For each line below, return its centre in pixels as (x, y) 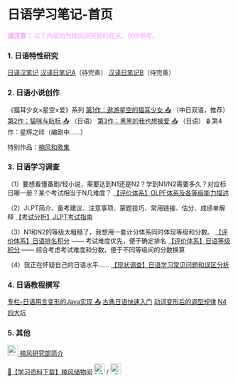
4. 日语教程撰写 (34, 285)
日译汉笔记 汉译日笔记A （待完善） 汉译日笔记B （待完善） (91, 72)
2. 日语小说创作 (34, 93)
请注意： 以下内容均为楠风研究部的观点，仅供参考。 (83, 36)
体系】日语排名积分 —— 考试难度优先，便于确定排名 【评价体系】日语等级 (122, 241)
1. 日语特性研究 (33, 55)
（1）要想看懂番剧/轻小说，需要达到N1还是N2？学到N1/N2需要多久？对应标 (117, 184)
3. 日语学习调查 (34, 167)
